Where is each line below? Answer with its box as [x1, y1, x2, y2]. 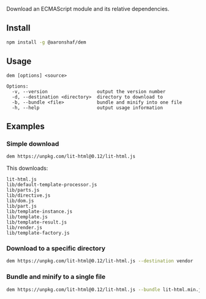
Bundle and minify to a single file [6, 273, 106, 281]
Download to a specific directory [6, 244, 106, 252]
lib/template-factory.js [6, 230, 70, 237]
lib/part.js [6, 203, 37, 210]
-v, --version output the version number [12, 88, 166, 94]
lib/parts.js [6, 187, 40, 194]
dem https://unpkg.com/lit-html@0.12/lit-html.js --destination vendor [6, 258, 193, 264]
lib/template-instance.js [6, 208, 72, 215]
